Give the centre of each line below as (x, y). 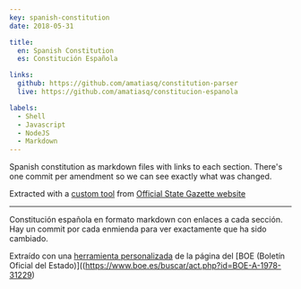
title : (21, 42)
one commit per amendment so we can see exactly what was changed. (141, 177)
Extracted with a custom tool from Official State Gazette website (128, 194)
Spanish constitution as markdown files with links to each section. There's (146, 167)
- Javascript (42, 125)
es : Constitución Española (68, 59)
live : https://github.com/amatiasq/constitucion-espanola (128, 92)
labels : (24, 108)
